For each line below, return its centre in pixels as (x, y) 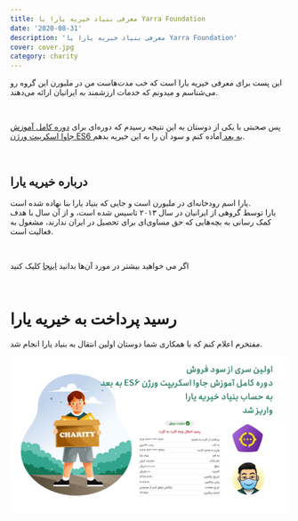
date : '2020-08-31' (46, 28)
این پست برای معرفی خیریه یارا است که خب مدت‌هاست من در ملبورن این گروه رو (146, 83)
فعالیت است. (32, 231)
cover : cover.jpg (42, 47)
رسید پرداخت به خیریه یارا (93, 319)
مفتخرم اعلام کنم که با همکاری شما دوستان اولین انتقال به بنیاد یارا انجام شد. (137, 344)
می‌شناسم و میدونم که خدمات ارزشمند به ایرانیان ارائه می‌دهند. (114, 93)
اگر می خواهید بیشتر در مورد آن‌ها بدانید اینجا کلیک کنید (100, 265)
